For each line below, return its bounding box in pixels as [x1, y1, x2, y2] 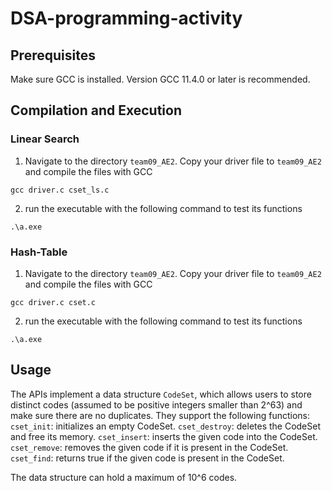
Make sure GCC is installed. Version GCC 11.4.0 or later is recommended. [10, 73, 311, 85]
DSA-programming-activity [10, 7, 243, 30]
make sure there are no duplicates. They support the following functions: [10, 409, 311, 421]
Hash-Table [10, 245, 68, 259]
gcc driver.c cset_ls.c [10, 185, 110, 195]
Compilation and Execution [10, 102, 182, 119]
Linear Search [10, 132, 80, 146]
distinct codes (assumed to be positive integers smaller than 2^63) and [10, 398, 303, 411]
